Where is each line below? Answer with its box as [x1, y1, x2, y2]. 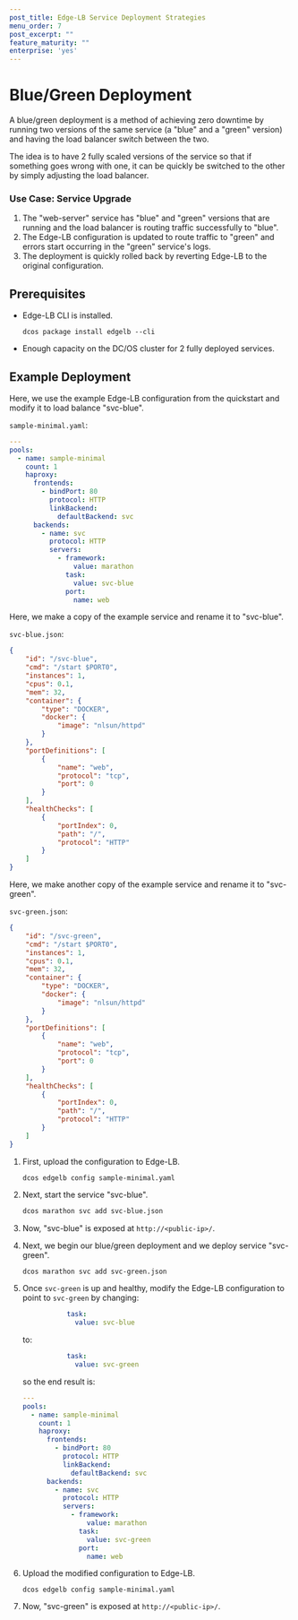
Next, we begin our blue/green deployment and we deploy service [21, 1240, 267, 1251]
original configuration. [21, 261, 105, 271]
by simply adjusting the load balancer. [9, 170, 149, 181]
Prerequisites [9, 286, 86, 301]
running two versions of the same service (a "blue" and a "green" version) [9, 125, 283, 135]
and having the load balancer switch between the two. [9, 134, 209, 144]
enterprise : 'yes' [9, 47, 78, 56]
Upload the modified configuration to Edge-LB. [21, 1568, 195, 1579]
